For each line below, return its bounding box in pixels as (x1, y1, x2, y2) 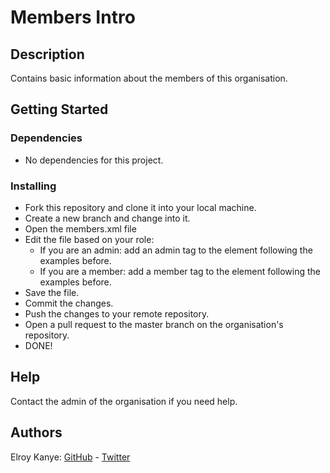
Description (10, 46, 85, 63)
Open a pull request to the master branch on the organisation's (24, 318, 284, 330)
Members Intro (10, 6, 136, 29)
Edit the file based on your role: (24, 233, 155, 245)
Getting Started (10, 101, 109, 118)
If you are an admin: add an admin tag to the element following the (39, 244, 313, 256)
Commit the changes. (24, 297, 114, 309)
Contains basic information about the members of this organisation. (10, 72, 288, 84)
